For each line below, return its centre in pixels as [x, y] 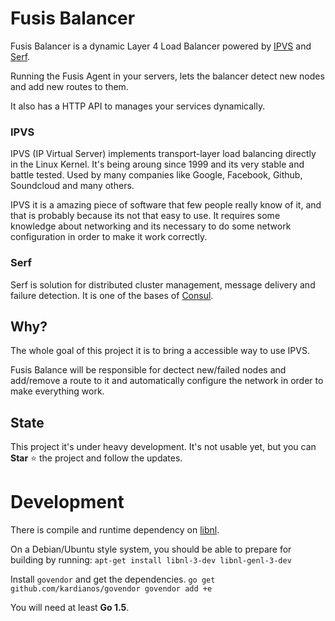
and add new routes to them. [69, 86]
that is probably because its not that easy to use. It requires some [145, 216]
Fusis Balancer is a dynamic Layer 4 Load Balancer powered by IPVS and [161, 46]
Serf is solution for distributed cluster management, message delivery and [163, 284]
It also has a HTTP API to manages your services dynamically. [138, 106]
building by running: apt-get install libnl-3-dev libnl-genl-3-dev [151, 560]
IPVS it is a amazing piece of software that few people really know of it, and [166, 205]
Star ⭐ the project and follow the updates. [96, 458]
